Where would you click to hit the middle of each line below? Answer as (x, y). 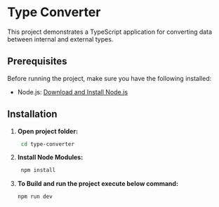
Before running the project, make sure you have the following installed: (109, 78)
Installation (32, 114)
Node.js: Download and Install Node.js (73, 92)
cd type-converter (48, 144)
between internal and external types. (60, 39)
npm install (38, 170)
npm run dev (35, 197)
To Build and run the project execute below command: (98, 184)
